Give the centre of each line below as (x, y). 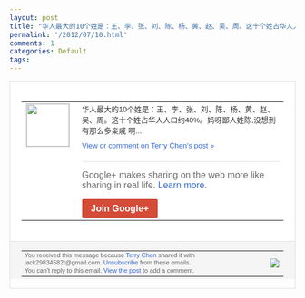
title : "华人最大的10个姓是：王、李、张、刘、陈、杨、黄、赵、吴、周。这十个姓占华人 (151, 26)
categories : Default (49, 52)
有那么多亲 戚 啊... (112, 131)
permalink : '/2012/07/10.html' (69, 34)
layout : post (34, 18)
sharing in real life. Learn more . (144, 185)
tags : (20, 60)
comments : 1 (32, 43)
